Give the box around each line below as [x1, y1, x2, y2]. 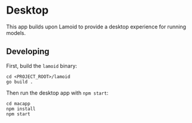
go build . [6, 79, 33, 85]
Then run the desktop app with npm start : [6, 89, 109, 96]
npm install [6, 106, 36, 112]
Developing [6, 47, 49, 57]
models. [6, 29, 26, 36]
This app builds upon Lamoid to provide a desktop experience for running [6, 23, 186, 30]
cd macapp [6, 101, 31, 106]
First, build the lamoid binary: [6, 62, 77, 69]
